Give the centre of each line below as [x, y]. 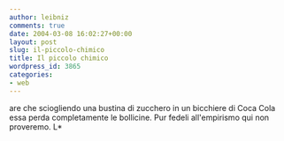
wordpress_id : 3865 [45, 67]
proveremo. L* [36, 126]
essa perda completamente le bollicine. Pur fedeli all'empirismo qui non [139, 117]
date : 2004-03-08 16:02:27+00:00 [71, 33]
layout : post [33, 42]
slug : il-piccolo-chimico [57, 50]
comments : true [37, 26]
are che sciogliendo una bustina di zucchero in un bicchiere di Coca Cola [142, 108]
